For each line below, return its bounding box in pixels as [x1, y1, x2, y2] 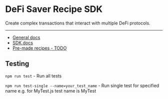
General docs [12, 34, 40, 40]
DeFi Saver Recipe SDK [5, 3, 103, 15]
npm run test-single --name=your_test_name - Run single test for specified [5, 82, 159, 88]
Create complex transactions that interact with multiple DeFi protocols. [5, 20, 151, 26]
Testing [5, 59, 29, 68]
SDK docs [12, 39, 33, 45]
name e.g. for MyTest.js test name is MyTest [5, 87, 96, 93]
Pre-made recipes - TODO [12, 45, 67, 51]
